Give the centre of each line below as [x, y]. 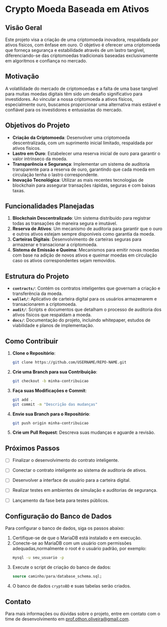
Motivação [22, 77]
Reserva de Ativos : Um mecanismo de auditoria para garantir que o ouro [87, 229]
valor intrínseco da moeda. [40, 159]
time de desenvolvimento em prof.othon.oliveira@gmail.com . [68, 619]
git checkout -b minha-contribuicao [50, 381]
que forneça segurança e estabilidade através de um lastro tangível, [75, 50]
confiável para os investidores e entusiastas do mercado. [64, 110]
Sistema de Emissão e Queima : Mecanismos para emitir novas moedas [86, 250]
